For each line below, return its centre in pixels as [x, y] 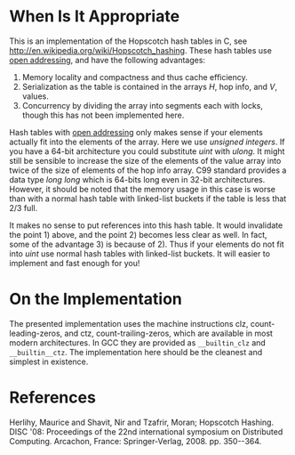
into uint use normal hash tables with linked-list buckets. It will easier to [140, 253]
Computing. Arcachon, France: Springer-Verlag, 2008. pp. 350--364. [136, 441]
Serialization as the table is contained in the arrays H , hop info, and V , [150, 86]
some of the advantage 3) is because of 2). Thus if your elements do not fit [147, 244]
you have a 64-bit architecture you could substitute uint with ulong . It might [147, 151]
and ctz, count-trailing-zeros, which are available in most [169, 333]
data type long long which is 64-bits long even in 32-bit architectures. [137, 179]
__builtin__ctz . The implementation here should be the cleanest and [136, 352]
